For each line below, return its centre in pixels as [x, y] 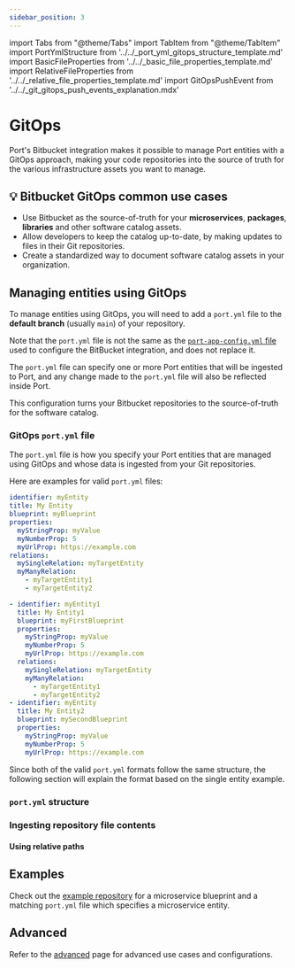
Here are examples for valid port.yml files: [86, 481]
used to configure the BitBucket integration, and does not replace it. [132, 350]
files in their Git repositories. [73, 246]
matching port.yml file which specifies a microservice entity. [120, 905]
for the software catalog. [54, 413]
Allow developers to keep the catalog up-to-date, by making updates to [152, 236]
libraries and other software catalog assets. [102, 228]
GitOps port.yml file [52, 436]
